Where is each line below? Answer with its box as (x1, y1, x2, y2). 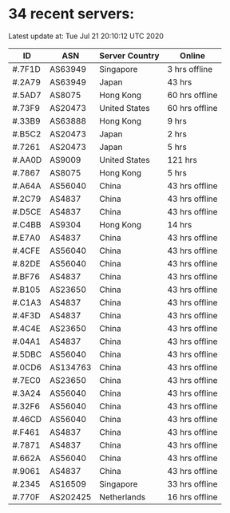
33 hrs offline (167, 478, 218, 489)
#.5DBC (12, 349, 42, 360)
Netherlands (99, 491, 146, 503)
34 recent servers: (8, 5, 135, 23)
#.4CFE (12, 245, 41, 256)
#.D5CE (12, 206, 42, 217)
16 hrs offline (167, 491, 218, 503)
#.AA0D (12, 154, 42, 165)
